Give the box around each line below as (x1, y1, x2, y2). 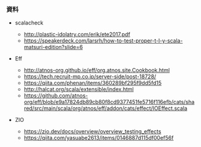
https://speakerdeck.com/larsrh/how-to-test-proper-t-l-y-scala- (23, 37, 183, 44)
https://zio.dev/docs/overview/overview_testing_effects (23, 128, 161, 135)
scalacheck (14, 19, 44, 26)
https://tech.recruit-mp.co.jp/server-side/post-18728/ (23, 73, 157, 80)
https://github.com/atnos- (23, 92, 88, 99)
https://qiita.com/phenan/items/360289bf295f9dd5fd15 (23, 79, 162, 87)
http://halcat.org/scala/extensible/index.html (23, 85, 134, 93)
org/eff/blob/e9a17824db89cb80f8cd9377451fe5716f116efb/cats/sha (23, 99, 195, 106)
